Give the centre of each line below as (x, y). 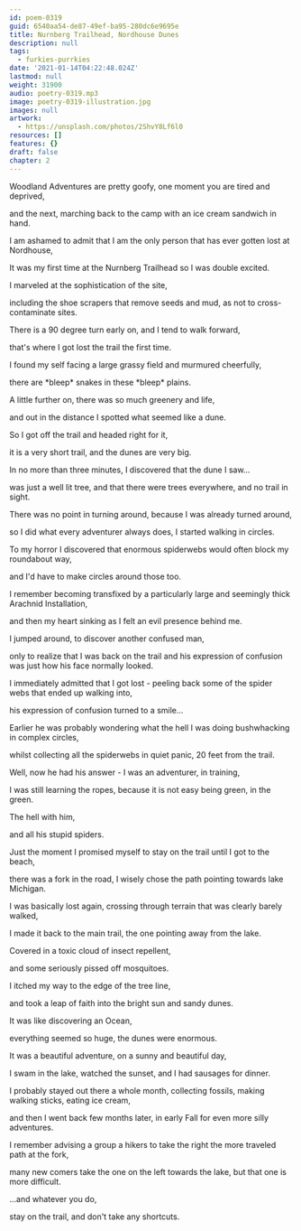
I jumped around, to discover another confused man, (107, 639)
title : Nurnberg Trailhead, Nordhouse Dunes (94, 34)
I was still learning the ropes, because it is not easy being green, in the (140, 789)
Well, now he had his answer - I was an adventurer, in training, (125, 772)
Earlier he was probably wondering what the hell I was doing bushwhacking (150, 727)
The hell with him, (42, 816)
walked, (24, 915)
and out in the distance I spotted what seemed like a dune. (118, 417)
